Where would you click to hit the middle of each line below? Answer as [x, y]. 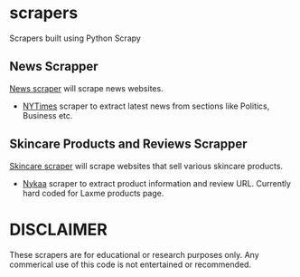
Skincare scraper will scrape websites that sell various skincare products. [146, 166]
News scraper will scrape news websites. [87, 88]
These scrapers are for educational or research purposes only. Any [134, 254]
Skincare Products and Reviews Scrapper [128, 144]
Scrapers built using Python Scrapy [75, 38]
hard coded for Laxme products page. [93, 193]
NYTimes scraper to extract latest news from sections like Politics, [146, 106]
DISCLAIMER [59, 229]
